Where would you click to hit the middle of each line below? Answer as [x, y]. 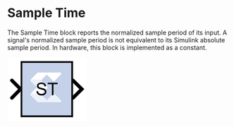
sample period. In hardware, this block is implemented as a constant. [107, 47]
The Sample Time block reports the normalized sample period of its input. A [117, 32]
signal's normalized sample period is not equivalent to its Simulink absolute [116, 40]
